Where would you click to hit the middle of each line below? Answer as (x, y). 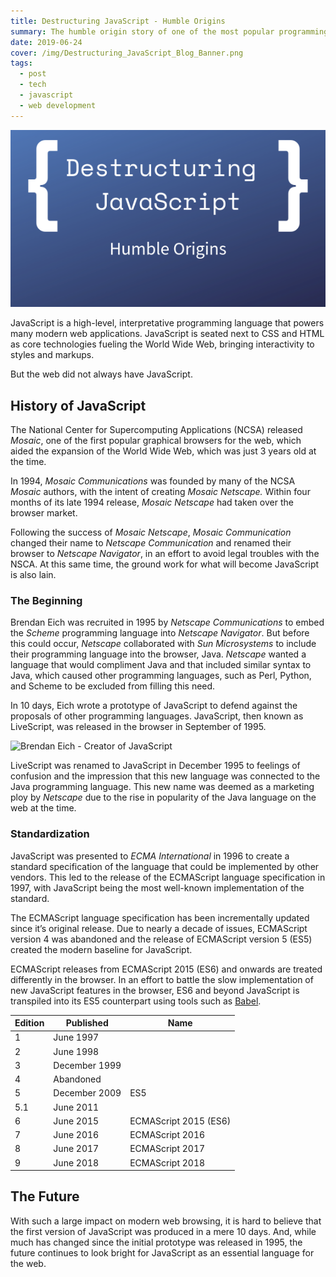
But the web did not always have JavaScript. (101, 374)
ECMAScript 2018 (167, 1162)
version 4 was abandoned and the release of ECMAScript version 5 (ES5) (161, 939)
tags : (21, 63)
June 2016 (76, 1135)
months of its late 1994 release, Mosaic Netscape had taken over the (152, 502)
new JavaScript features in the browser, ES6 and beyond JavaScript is (155, 990)
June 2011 (76, 1107)
